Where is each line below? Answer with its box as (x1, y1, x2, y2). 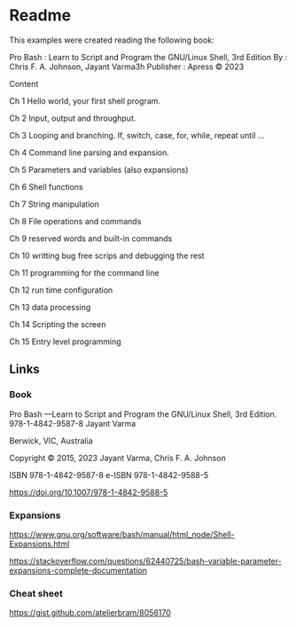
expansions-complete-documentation (9, 565, 148, 576)
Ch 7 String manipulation (9, 199, 99, 209)
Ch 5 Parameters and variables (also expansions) (9, 164, 189, 175)
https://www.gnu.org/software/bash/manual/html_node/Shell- (9, 529, 235, 539)
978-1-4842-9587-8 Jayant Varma (9, 418, 136, 428)
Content (9, 78, 39, 89)
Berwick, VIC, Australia (9, 435, 93, 446)
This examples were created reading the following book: (9, 35, 214, 45)
